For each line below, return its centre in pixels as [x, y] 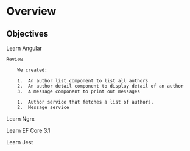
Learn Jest [20, 142]
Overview [31, 11]
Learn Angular [24, 48]
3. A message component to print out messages [79, 91]
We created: [32, 70]
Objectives [27, 34]
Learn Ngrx [21, 119]
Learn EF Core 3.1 [28, 130]
